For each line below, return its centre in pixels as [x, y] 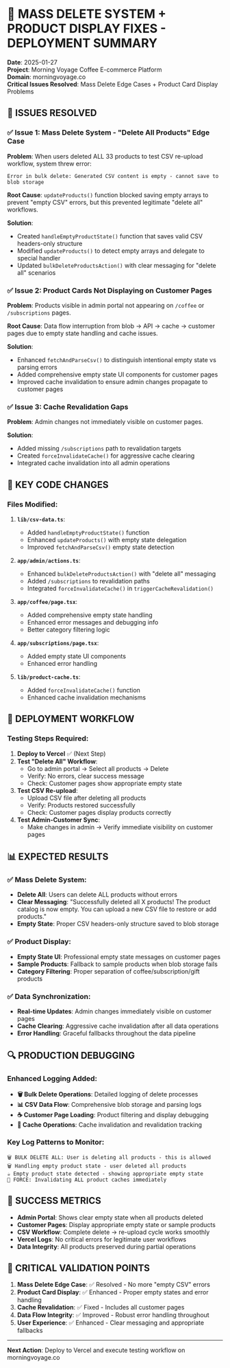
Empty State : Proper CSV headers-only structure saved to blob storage [118, 924]
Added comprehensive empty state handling [90, 615]
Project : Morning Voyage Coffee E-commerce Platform [85, 69]
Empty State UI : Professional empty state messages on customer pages [119, 956]
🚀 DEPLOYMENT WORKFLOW [71, 719]
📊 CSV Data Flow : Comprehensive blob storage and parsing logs [109, 1104]
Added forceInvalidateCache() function [84, 690]
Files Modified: [33, 504]
